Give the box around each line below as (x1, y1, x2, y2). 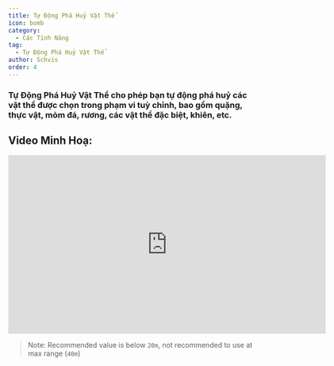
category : (8, 26, 41, 34)
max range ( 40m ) (27, 349, 81, 358)
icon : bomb (8, 19, 44, 27)
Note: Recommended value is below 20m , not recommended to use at (27, 341, 253, 350)
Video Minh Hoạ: (8, 134, 93, 148)
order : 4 (8, 64, 37, 71)
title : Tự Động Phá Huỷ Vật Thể (8, 11, 115, 20)
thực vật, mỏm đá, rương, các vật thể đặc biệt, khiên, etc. (8, 109, 232, 120)
